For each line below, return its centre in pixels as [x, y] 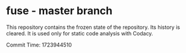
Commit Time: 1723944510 [39, 45]
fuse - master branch [59, 11]
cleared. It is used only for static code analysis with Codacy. [80, 33]
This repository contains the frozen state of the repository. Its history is [93, 27]
